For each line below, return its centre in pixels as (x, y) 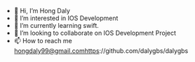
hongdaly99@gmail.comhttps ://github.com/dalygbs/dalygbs (101, 51)
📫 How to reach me (43, 41)
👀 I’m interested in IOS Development (66, 18)
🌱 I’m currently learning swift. (56, 25)
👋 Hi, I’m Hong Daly (42, 11)
